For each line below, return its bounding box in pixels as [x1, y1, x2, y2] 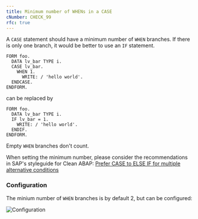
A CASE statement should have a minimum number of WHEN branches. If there [6, 36, 190, 43]
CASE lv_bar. [11, 64, 44, 70]
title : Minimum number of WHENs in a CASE [6, 8, 112, 15]
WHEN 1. [17, 69, 35, 75]
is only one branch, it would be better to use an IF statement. [6, 42, 155, 49]
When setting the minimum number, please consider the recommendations [6, 154, 188, 161]
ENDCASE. [11, 79, 33, 86]
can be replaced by [6, 95, 53, 102]
